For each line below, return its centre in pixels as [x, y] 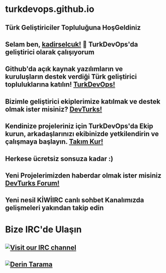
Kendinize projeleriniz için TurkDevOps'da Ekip [79, 126]
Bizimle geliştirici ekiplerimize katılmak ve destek [83, 101]
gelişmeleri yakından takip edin [55, 208]
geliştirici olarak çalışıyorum [50, 52]
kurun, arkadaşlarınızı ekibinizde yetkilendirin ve [82, 134]
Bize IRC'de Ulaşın [43, 229]
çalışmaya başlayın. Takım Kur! [54, 142]
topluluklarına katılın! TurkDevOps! [60, 85]
